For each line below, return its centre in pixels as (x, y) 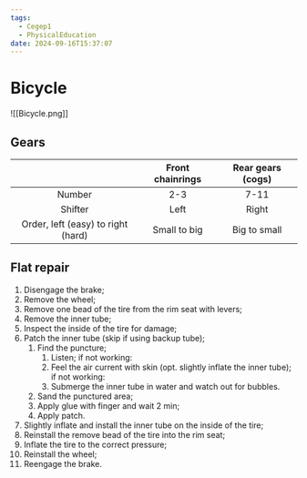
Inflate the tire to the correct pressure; (95, 444)
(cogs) (257, 179)
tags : (20, 18)
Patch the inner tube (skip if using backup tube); (114, 338)
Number (74, 194)
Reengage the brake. (63, 463)
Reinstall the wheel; (60, 454)
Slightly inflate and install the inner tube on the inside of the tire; (143, 425)
